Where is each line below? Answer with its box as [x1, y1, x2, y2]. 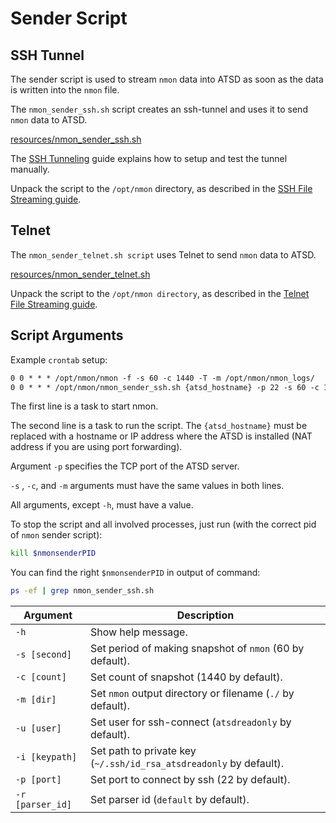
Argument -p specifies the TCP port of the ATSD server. [10, 460, 240, 472]
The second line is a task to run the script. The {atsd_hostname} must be [10, 420, 308, 432]
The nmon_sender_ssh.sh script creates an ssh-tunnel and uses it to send [10, 103, 308, 115]
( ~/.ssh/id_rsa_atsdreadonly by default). [89, 757, 285, 771]
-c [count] [15, 672, 67, 683]
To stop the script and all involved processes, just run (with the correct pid [10, 518, 317, 531]
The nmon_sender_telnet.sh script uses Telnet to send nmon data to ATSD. [10, 248, 317, 261]
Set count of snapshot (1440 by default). [89, 670, 283, 684]
